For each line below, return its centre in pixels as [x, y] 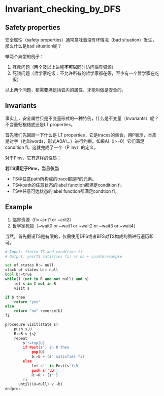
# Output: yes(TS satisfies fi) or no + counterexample [64, 256]
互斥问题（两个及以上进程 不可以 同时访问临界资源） [64, 67]
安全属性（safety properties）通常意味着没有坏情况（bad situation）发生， [81, 40]
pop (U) [38, 352]
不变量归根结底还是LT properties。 [40, 124]
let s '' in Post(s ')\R [55, 366]
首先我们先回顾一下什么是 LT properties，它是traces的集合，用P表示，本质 [81, 135]
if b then [15, 297]
